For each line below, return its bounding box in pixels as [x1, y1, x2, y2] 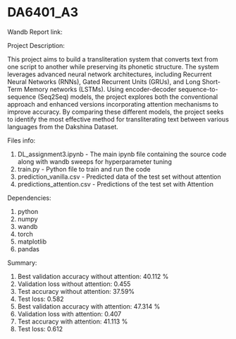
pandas [17, 244, 40, 253]
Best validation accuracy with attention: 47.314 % [17, 302, 161, 311]
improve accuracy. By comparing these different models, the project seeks [7, 107, 224, 116]
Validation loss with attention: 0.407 [17, 309, 122, 318]
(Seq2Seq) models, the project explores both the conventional [37, 93, 218, 101]
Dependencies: [7, 194, 51, 202]
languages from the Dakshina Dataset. [7, 122, 118, 131]
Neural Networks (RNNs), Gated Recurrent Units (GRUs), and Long [7, 77, 201, 85]
